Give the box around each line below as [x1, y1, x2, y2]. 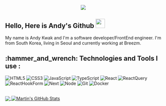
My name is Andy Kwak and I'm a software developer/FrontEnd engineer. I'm [5, 35, 162, 40]
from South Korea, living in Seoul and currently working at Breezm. [5, 40, 141, 46]
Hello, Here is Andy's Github [5, 22, 95, 30]
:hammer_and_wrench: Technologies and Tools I [5, 54, 158, 63]
